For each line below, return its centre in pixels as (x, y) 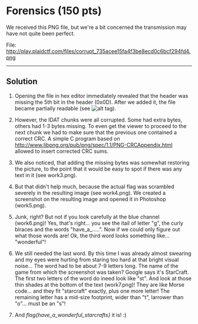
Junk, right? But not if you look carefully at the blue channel (87, 217)
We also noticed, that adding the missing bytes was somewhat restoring (102, 162)
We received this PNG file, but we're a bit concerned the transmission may (96, 27)
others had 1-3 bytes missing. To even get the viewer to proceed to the (100, 126)
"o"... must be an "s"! (40, 303)
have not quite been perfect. (41, 33)
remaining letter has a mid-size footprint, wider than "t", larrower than (99, 297)
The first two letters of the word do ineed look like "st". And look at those (103, 278)
